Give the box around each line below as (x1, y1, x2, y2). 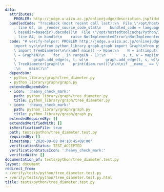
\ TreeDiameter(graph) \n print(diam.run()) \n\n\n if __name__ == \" (14, 62, 161, 66)
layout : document (5, 162, 41, 167)
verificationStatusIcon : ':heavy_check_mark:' (9, 148, 106, 153)
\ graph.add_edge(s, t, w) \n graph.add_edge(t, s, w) (14, 57, 156, 62)
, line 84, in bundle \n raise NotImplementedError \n (14, 35, 130, 40)
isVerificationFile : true (9, 125, 62, 130)
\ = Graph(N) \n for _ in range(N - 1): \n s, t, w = (14, 52, 143, 58)
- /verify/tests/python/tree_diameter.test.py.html (5, 175, 112, 180)
